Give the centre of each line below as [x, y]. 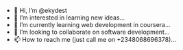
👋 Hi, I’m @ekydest [40, 10]
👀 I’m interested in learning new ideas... [69, 18]
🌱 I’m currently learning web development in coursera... [92, 25]
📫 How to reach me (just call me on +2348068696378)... [95, 40]
